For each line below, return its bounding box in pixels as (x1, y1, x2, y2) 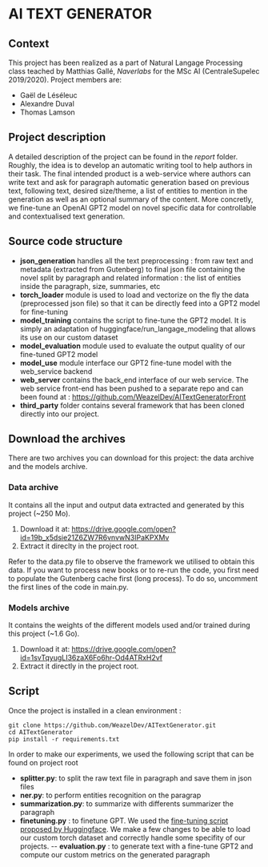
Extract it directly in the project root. (19, 661, 139, 671)
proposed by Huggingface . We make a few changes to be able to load (19, 824, 250, 833)
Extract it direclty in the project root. (19, 541, 139, 551)
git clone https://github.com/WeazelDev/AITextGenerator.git (8, 721, 217, 729)
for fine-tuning (19, 307, 68, 316)
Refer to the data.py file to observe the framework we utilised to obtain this (8, 556, 255, 566)
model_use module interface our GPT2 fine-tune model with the (19, 358, 232, 367)
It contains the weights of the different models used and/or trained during (8, 620, 250, 630)
